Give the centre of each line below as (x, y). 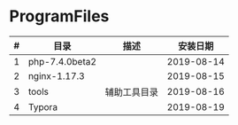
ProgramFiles (59, 16)
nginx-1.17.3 (57, 75)
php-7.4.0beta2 (62, 61)
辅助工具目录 (132, 92)
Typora (43, 106)
